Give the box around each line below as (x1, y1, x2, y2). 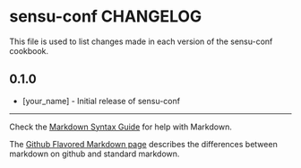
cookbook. (9, 45, 49, 56)
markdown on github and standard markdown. (9, 148, 180, 159)
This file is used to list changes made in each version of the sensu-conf (9, 36, 273, 47)
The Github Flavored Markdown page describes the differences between (9, 138, 278, 149)
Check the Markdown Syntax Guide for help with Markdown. (9, 121, 233, 132)
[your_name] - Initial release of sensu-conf (21, 95, 181, 106)
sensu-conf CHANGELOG (9, 6, 202, 27)
